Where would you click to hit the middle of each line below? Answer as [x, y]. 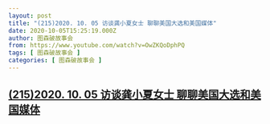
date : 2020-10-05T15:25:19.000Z [62, 30]
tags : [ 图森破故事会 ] [44, 53]
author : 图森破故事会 [41, 38]
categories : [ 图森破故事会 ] [55, 61]
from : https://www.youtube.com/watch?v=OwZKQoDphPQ [96, 46]
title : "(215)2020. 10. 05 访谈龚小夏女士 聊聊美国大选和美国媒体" [112, 23]
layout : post [30, 16]
